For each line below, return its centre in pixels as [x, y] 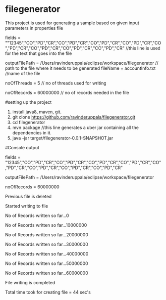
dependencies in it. [32, 132]
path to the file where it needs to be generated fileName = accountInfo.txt [81, 68]
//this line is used [143, 48]
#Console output [22, 147]
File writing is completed [30, 282]
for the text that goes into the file [39, 53]
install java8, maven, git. [37, 112]
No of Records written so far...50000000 [47, 263]
